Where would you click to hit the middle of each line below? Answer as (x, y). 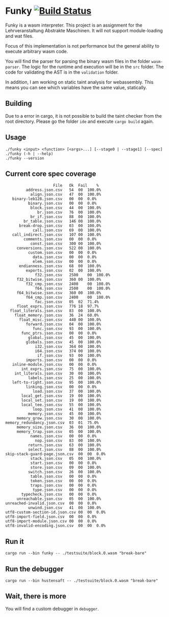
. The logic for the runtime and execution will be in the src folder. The (91, 67)
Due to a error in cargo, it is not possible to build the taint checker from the (83, 116)
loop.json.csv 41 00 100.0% (67, 409)
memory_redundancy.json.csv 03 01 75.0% (52, 423)
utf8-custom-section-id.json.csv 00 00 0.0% (55, 512)
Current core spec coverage (51, 174)
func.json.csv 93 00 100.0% (67, 329)
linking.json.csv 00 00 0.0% (61, 387)
